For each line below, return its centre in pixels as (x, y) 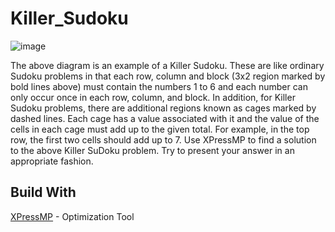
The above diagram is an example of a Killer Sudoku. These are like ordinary (167, 65)
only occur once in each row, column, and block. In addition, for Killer (153, 97)
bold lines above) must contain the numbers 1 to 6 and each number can (159, 86)
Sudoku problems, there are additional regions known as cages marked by (163, 108)
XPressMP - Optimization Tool (72, 216)
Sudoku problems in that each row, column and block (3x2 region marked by (168, 76)
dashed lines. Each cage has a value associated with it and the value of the (165, 118)
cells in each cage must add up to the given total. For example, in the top (160, 129)
